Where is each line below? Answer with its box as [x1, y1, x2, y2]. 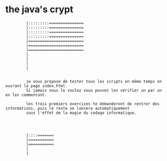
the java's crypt [5, 4, 73, 15]
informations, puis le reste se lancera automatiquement [5, 106, 130, 111]
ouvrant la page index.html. [5, 83, 68, 88]
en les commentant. [5, 92, 47, 97]
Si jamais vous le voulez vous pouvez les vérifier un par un [26, 88, 162, 93]
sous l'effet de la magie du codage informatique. [26, 110, 137, 115]
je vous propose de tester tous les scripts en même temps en [26, 78, 162, 84]
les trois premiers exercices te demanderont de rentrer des [26, 101, 160, 106]
